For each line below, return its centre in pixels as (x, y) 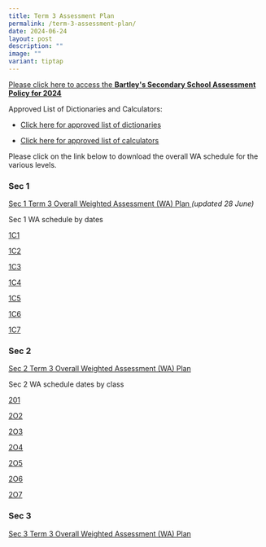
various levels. (33, 164)
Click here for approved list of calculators (89, 140)
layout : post (31, 39)
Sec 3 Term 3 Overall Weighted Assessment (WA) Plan (100, 533)
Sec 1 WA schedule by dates (56, 220)
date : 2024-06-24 (38, 31)
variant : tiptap (36, 62)
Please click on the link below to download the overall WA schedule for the (133, 156)
